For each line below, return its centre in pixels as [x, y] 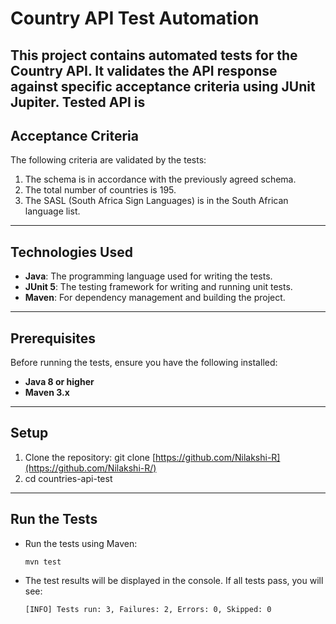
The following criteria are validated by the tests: [108, 160]
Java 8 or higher [59, 382]
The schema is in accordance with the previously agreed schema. [160, 179]
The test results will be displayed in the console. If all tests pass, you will [174, 580]
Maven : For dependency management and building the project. [155, 298]
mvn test [43, 562]
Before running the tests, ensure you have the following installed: [144, 363]
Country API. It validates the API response [144, 70]
